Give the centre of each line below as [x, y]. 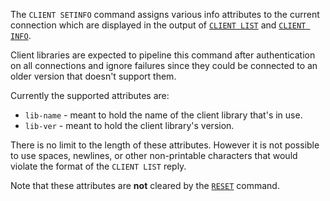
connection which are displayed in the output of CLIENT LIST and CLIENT [158, 25]
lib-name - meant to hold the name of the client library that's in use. [163, 115]
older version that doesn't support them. [93, 76]
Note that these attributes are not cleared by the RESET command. [145, 185]
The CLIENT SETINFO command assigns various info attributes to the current [165, 14]
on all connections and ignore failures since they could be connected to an [164, 65]
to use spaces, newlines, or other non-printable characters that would [154, 155]
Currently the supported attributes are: [90, 95]
